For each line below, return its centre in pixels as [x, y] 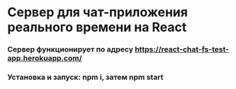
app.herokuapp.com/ [45, 59]
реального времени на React [97, 27]
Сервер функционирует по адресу [70, 49]
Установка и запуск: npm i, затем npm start [85, 77]
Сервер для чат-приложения [97, 12]
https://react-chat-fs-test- [181, 49]
